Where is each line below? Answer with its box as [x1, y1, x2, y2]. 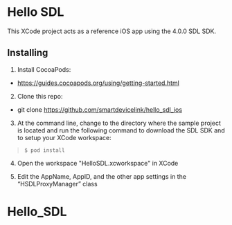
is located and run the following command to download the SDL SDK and [17, 126, 225, 135]
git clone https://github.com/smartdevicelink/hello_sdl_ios [17, 105, 182, 114]
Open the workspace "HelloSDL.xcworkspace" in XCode [17, 159, 179, 167]
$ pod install [24, 146, 65, 154]
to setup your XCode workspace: [17, 133, 112, 141]
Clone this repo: [17, 92, 63, 100]
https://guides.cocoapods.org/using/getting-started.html [17, 79, 180, 87]
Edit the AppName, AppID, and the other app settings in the [17, 172, 187, 180]
